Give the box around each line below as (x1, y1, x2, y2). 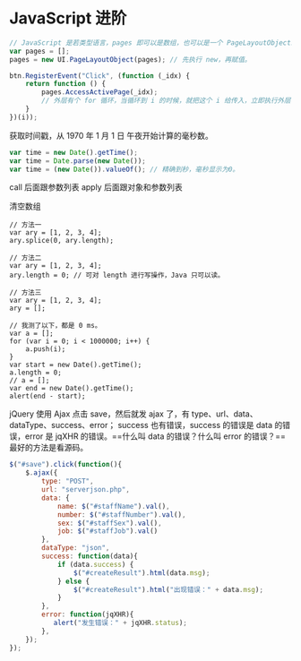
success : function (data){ (41, 552, 139, 561)
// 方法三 (9, 288, 42, 297)
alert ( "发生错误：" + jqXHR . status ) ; (53, 619, 188, 628)
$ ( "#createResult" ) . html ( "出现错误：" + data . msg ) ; (73, 585, 264, 594)
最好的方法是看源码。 (9, 442, 88, 453)
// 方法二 (9, 253, 42, 262)
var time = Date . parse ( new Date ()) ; (9, 156, 146, 166)
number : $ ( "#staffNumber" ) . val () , (56, 510, 186, 519)
